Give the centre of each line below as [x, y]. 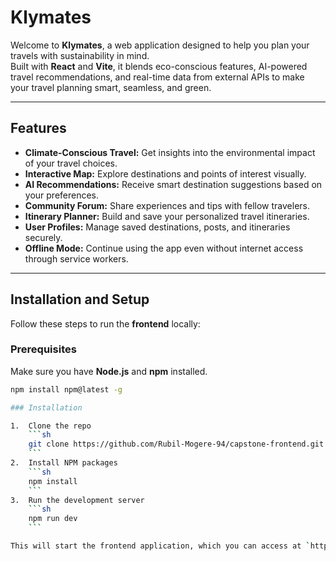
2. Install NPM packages [64, 463]
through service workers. [76, 258]
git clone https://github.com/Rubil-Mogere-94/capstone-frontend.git [176, 444]
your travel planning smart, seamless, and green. [111, 87]
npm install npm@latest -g [66, 389]
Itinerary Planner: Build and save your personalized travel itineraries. [167, 216]
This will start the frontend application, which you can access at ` [160, 546]
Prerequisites [43, 349]
